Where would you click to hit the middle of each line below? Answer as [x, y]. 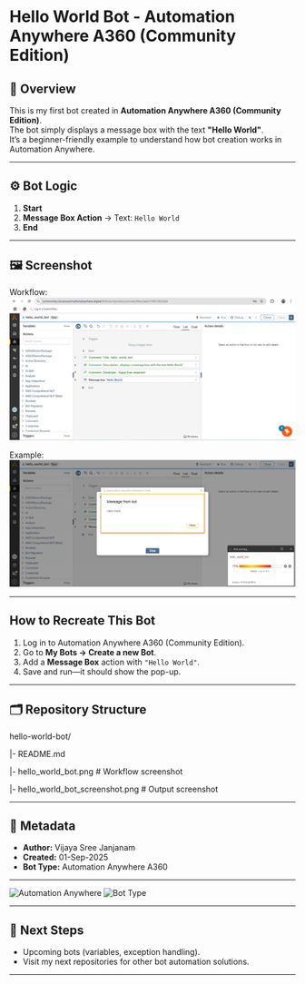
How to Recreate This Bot [83, 620]
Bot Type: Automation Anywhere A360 [95, 867]
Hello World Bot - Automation [123, 17]
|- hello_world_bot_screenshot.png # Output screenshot [114, 789]
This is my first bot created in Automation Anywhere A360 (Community [145, 110]
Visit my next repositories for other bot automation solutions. [136, 962]
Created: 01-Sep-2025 [65, 857]
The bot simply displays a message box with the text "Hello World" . [137, 130]
